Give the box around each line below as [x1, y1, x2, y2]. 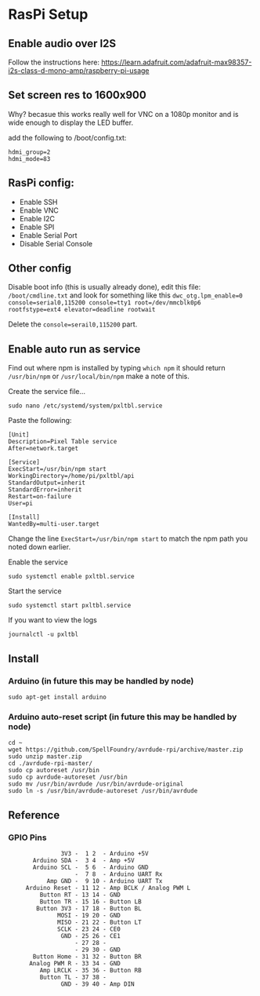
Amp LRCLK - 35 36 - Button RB [39, 966, 143, 974]
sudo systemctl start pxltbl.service [8, 602, 132, 610]
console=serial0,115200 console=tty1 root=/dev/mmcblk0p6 [8, 299, 201, 307]
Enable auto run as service [8, 342, 141, 356]
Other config [8, 261, 72, 275]
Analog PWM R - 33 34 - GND [28, 959, 121, 967]
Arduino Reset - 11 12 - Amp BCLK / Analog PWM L [25, 884, 191, 892]
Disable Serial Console [19, 239, 92, 248]
